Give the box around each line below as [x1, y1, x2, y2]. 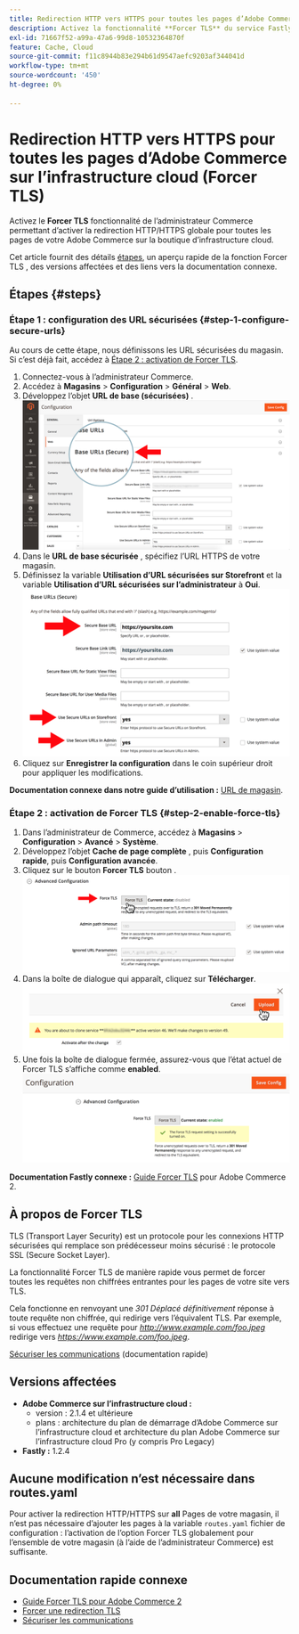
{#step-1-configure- [199, 313, 289, 325]
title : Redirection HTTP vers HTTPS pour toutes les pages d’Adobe [9, 14, 265, 23]
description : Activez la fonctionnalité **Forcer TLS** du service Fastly [9, 23, 293, 33]
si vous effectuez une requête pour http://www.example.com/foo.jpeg [9, 1321, 265, 1332]
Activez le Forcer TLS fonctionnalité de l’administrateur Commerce [9, 215, 254, 226]
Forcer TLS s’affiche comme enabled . [21, 1063, 161, 1074]
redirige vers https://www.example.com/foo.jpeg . [9, 1331, 190, 1342]
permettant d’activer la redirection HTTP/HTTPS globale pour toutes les [9, 225, 271, 235]
